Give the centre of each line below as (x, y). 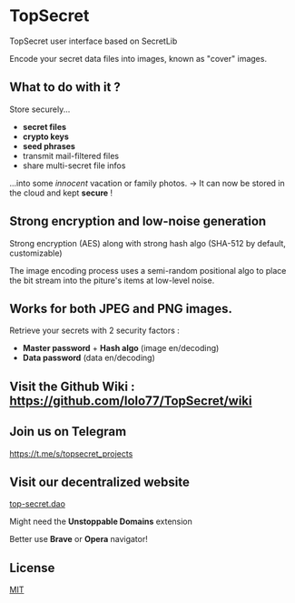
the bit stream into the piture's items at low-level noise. (112, 280)
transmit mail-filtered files (71, 156)
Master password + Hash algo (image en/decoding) (121, 348)
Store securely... (40, 109)
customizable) (36, 253)
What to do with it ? (65, 87)
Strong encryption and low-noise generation (138, 221)
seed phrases (49, 146)
